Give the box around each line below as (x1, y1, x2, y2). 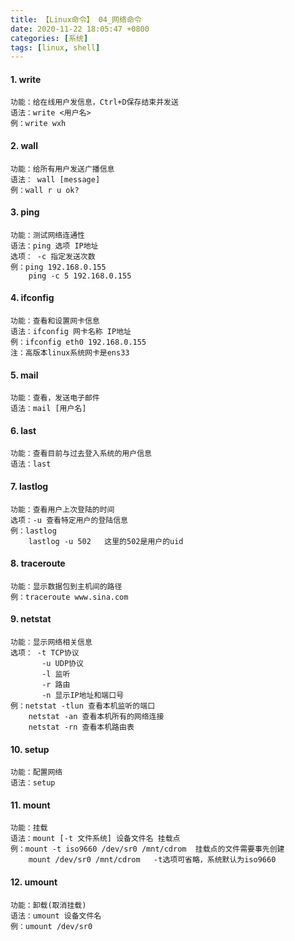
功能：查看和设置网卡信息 (10, 316, 100, 326)
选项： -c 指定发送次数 (10, 251, 96, 261)
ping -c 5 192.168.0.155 (28, 271, 132, 281)
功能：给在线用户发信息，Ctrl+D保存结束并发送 (10, 97, 179, 108)
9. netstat (10, 613, 52, 625)
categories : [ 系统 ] (10, 33, 89, 43)
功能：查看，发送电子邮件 (10, 393, 100, 403)
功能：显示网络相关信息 (10, 637, 93, 648)
